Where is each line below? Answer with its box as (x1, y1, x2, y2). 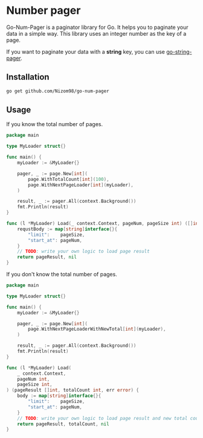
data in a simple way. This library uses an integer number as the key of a (6, 30, 187, 37)
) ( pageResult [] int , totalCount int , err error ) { (6, 387, 139, 393)
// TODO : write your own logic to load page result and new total (17, 415, 188, 421)
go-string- (166, 48, 192, 55)
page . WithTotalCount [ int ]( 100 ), (28, 176, 110, 182)
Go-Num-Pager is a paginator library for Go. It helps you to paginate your (6, 24, 188, 31)
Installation (6, 72, 50, 82)
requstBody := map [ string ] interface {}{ (17, 226, 118, 232)
